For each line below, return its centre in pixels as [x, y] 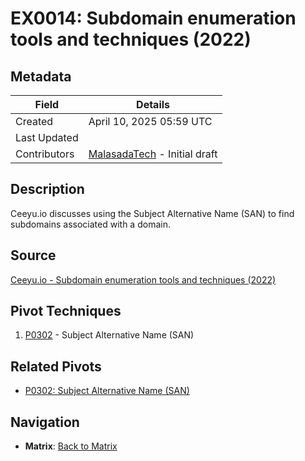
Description [47, 189]
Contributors [45, 154]
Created [34, 121]
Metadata [41, 76]
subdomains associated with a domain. [90, 224]
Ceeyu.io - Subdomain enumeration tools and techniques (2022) [143, 279]
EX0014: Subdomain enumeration [153, 18]
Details [153, 104]
